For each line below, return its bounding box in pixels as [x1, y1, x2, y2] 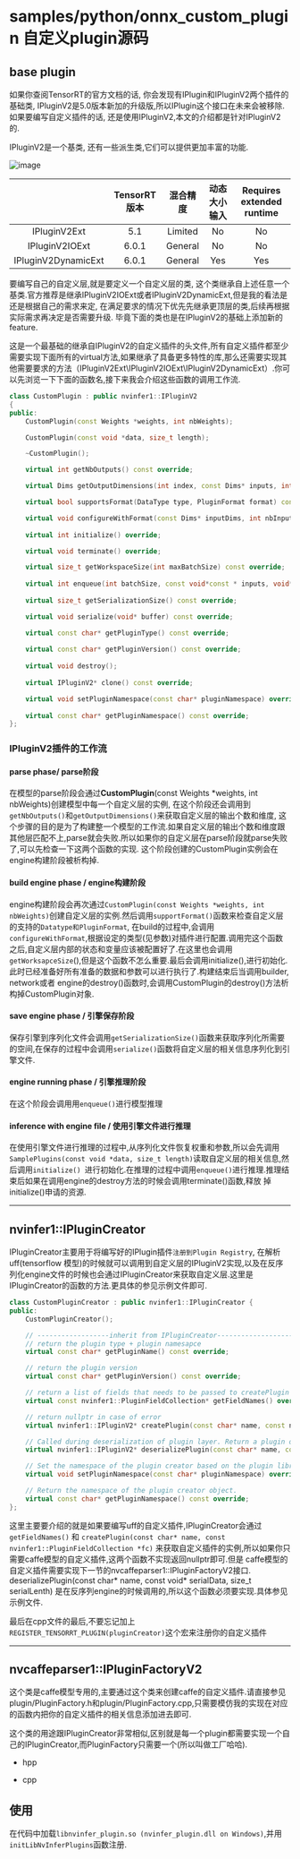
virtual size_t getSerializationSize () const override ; [25, 595, 238, 605]
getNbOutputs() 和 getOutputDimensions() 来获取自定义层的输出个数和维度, [9, 810, 277, 821]
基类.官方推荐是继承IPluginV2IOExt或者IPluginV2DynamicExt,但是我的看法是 [9, 289, 288, 300]
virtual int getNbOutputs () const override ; [25, 466, 194, 475]
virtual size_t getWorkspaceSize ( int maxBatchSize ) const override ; [25, 562, 286, 572]
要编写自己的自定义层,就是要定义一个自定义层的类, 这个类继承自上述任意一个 [9, 278, 290, 288]
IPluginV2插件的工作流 [9, 742, 107, 755]
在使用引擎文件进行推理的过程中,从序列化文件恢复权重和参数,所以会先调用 [9, 1142, 280, 1152]
